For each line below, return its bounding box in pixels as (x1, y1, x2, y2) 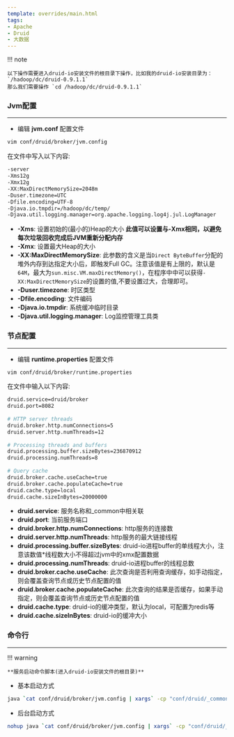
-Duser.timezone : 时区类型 (17, 286, 95, 294)
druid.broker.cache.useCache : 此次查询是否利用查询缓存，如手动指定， (17, 568, 226, 576)
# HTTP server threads (7, 416, 73, 423)
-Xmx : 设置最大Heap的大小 (17, 242, 96, 251)
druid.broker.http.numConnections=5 (7, 422, 114, 429)
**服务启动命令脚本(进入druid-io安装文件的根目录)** (7, 668, 145, 675)
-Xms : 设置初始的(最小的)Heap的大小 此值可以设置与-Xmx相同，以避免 (17, 225, 221, 234)
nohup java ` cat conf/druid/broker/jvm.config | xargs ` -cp (7, 722, 186, 729)
